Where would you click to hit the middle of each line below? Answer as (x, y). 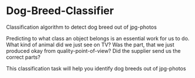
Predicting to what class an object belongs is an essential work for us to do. (98, 38)
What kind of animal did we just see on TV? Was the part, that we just (90, 45)
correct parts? (23, 57)
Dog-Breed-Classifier (60, 11)
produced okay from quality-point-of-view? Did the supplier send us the (93, 50)
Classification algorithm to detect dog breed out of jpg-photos (82, 27)
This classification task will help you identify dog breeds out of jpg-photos (96, 68)
